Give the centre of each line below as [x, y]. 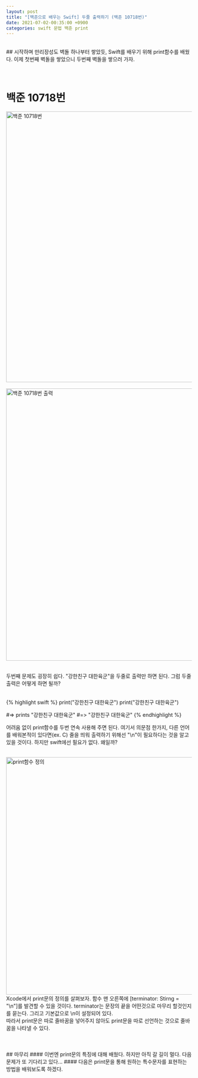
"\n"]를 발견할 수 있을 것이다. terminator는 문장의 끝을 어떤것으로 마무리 [89, 1006]
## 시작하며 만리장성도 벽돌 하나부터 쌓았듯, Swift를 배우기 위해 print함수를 [93, 52]
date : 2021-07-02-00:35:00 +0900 [47, 22]
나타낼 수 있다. [33, 1028]
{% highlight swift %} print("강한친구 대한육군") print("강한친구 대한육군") [93, 702]
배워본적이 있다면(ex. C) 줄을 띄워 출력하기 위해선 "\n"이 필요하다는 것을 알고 [101, 735]
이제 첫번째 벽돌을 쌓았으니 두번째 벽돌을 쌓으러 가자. [74, 59]
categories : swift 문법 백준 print [47, 28]
